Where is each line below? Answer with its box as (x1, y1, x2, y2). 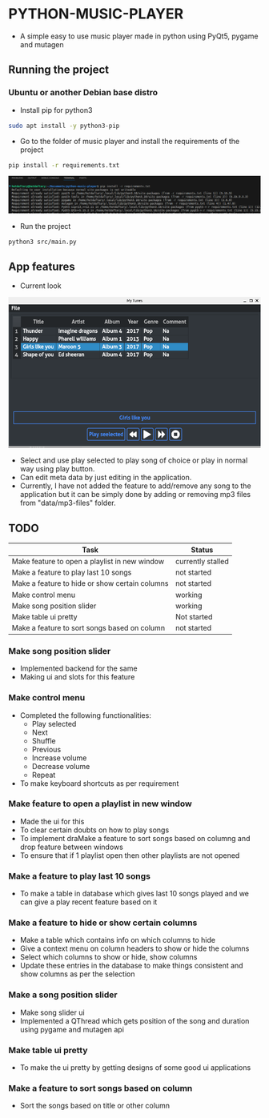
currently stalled (175, 556, 230, 566)
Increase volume (31, 753, 87, 763)
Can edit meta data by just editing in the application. (19, 473, 192, 483)
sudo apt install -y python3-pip (8, 122, 120, 130)
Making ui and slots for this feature (19, 672, 135, 682)
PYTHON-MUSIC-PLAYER (8, 5, 184, 23)
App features (8, 259, 76, 273)
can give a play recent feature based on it (19, 897, 158, 907)
